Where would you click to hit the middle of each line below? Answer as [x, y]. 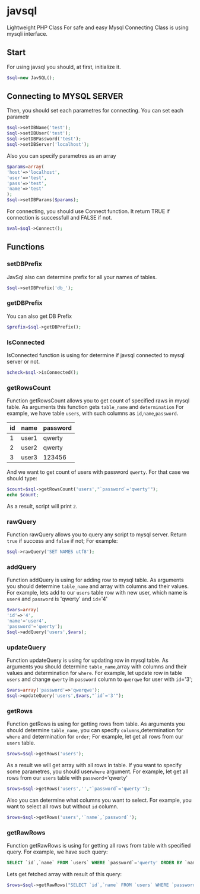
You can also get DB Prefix [39, 316]
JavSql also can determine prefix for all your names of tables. [82, 277]
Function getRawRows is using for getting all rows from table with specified [99, 845]
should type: [22, 479]
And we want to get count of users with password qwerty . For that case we [98, 472]
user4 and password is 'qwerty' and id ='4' [57, 599]
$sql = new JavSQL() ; [31, 78]
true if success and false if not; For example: [62, 541]
